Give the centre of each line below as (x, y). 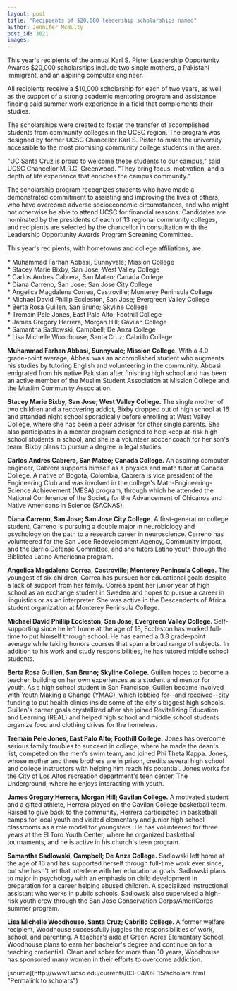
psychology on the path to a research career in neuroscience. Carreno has (116, 534)
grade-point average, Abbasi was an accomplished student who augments (116, 358)
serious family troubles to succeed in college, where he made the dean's (113, 746)
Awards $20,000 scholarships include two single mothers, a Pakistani (108, 68)
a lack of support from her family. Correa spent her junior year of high (109, 585)
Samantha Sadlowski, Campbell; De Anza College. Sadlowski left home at (116, 856)
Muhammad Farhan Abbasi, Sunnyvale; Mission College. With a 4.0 (108, 351)
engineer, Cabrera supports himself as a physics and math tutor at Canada (115, 468)
